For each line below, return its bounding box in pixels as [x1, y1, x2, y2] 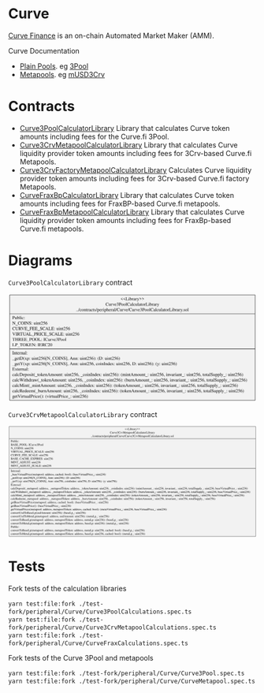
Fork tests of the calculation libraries [8, 583, 127, 593]
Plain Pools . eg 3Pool [19, 61, 89, 71]
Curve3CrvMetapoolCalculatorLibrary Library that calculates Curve [19, 140, 238, 150]
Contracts [8, 98, 76, 115]
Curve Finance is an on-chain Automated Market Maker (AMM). [8, 31, 214, 40]
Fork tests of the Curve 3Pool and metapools [8, 653, 154, 662]
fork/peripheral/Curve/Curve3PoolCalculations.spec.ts [8, 608, 192, 616]
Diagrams [8, 251, 73, 270]
